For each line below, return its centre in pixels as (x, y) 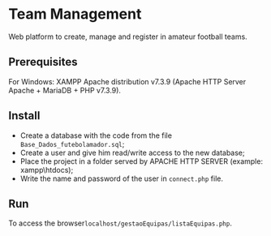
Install (24, 116)
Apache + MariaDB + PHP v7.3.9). (65, 90)
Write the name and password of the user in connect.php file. (122, 178)
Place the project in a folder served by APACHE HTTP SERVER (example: (142, 161)
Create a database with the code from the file (96, 135)
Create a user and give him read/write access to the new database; (132, 152)
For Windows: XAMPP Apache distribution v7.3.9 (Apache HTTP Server (127, 81)
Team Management (75, 14)
